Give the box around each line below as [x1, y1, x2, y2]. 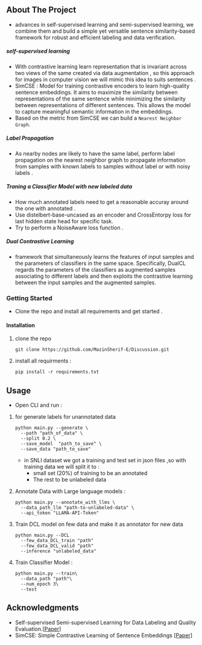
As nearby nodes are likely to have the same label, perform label [14, 149, 175, 157]
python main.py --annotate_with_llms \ [14, 499, 116, 505]
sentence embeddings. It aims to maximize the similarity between [14, 88, 178, 96]
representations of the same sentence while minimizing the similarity [14, 95, 186, 102]
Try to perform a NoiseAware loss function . [14, 224, 124, 231]
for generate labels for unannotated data [14, 413, 116, 420]
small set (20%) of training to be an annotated [33, 470, 148, 477]
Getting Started [6, 293, 52, 302]
